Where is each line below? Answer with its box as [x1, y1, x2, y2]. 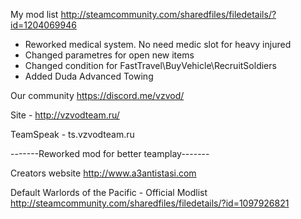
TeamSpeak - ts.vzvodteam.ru [10, 129, 135, 140]
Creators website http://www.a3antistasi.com [10, 167, 197, 179]
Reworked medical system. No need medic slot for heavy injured [24, 39, 292, 50]
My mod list [10, 9, 59, 20]
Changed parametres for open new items [24, 49, 195, 61]
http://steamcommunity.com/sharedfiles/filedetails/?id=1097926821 [10, 197, 290, 209]
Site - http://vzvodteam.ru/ [10, 109, 120, 121]
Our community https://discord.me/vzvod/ [10, 90, 185, 101]
